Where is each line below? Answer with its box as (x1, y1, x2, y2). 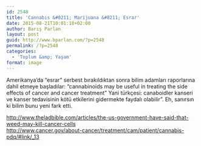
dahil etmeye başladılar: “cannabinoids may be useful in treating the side (6, 82, 188, 90)
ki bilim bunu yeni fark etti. (6, 102, 73, 109)
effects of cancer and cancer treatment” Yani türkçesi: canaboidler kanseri (6, 89, 193, 96)
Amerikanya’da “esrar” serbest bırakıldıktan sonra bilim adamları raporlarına (6, 76, 196, 84)
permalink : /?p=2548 (6, 43, 59, 49)
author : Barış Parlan (6, 25, 61, 32)
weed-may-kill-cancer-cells (6, 120, 76, 127)
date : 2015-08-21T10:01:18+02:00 (6, 20, 91, 26)
